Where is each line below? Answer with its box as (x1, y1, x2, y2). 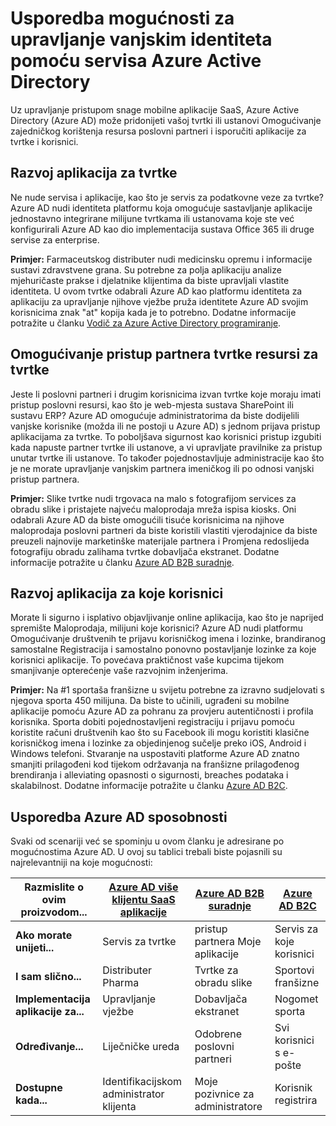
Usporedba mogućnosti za (10, 7, 235, 30)
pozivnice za (194, 1087, 255, 1101)
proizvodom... (20, 905, 88, 919)
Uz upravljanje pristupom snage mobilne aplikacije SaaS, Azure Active (10, 103, 300, 116)
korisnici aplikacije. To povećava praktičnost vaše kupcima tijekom (10, 654, 285, 666)
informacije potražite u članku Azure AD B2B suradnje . (10, 556, 235, 568)
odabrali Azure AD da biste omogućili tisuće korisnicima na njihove (10, 513, 285, 526)
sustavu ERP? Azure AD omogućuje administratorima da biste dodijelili (10, 409, 300, 421)
